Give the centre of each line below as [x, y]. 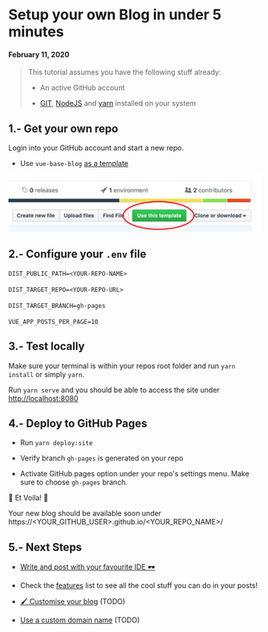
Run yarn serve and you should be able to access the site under [114, 390]
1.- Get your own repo [63, 129]
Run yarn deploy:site [56, 443]
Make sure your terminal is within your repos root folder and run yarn [122, 366]
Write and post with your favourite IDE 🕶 [87, 567]
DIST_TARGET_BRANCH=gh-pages [57, 306]
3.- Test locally [47, 346]
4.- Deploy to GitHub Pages [78, 423]
